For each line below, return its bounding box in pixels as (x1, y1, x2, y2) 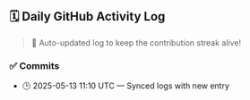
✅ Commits (9, 59, 60, 71)
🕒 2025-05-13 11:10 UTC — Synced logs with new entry (22, 80, 230, 91)
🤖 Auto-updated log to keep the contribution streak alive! (30, 37, 242, 48)
